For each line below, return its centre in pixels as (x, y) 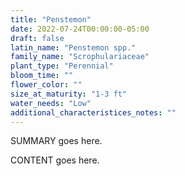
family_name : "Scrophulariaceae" (80, 57)
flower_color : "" (46, 85)
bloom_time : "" (42, 76)
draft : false (37, 38)
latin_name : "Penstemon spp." (73, 47)
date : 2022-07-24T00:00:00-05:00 (80, 29)
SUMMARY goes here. (56, 141)
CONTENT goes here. (55, 160)
